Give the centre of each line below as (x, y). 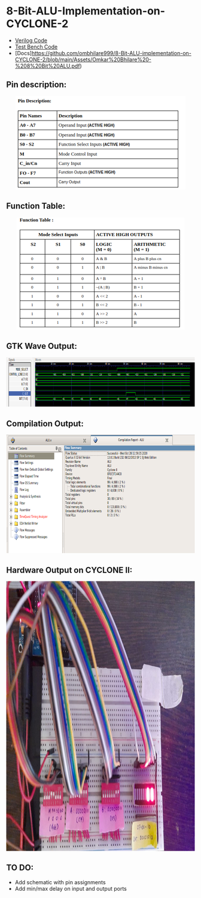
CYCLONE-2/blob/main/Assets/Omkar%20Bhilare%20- (83, 59)
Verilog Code (31, 40)
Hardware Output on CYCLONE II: (69, 570)
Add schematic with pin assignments (60, 882)
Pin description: (36, 85)
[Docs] (23, 53)
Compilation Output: (45, 424)
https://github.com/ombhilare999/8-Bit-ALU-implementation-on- (111, 53)
